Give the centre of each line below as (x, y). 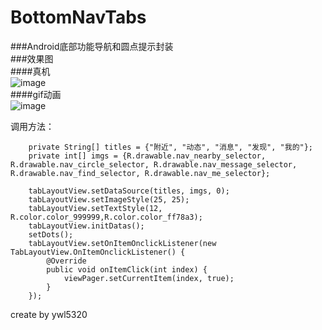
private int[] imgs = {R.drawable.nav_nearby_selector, (147, 156)
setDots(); (51, 234)
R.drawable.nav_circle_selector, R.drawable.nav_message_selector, (154, 164)
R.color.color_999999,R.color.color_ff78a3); (106, 217)
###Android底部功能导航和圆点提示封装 (92, 46)
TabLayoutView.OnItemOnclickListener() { (98, 252)
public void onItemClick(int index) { (127, 269)
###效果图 (32, 58)
